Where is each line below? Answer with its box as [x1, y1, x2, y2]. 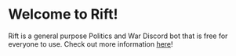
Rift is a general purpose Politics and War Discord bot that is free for [8, 31, 228, 40]
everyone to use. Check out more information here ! [8, 39, 174, 48]
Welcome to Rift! [8, 5, 118, 23]
